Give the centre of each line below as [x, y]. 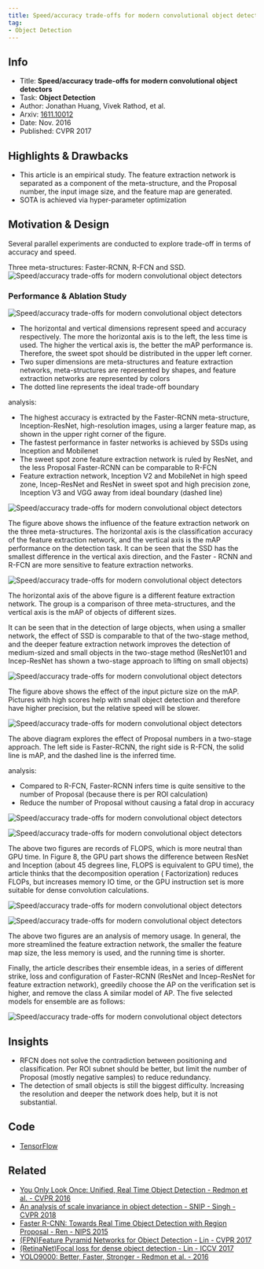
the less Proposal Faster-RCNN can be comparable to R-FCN [118, 468]
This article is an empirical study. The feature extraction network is [128, 175]
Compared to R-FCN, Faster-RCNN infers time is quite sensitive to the [132, 786]
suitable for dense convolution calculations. [79, 890]
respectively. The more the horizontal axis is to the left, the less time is [134, 337]
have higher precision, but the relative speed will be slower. [104, 708]
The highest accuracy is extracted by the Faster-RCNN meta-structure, [134, 417]
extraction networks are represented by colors [95, 379]
